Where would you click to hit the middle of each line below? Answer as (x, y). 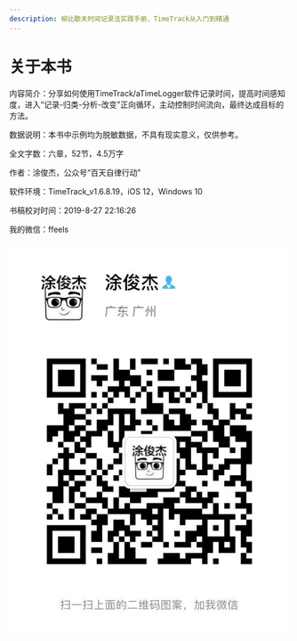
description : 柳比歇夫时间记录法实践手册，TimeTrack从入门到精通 (119, 19)
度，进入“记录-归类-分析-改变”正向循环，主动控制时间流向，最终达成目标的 (147, 104)
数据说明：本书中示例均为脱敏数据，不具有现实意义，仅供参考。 (126, 135)
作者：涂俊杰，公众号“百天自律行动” (75, 172)
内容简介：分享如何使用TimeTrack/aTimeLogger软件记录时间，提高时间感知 (148, 93)
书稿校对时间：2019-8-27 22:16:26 (72, 210)
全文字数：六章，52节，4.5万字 (67, 153)
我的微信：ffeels (39, 229)
